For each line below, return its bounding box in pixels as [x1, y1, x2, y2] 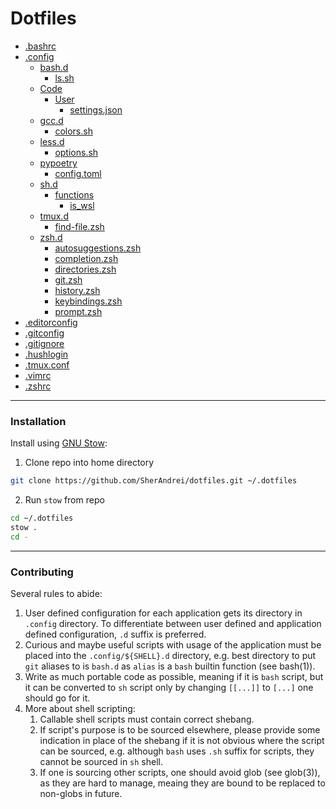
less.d [39, 135, 65, 147]
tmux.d [39, 210, 69, 222]
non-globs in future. [39, 788, 123, 800]
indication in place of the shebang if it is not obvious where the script [39, 735, 325, 747]
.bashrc [24, 40, 57, 52]
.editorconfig [24, 316, 78, 328]
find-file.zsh [54, 220, 105, 232]
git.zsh [54, 273, 83, 286]
